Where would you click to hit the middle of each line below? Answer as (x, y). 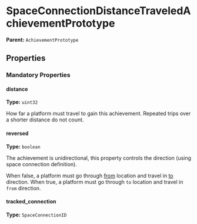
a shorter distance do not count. (45, 120)
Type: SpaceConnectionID (36, 215)
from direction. (24, 188)
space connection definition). (42, 164)
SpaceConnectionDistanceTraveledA (98, 11)
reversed (17, 133)
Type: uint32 (22, 102)
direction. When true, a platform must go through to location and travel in (95, 182)
